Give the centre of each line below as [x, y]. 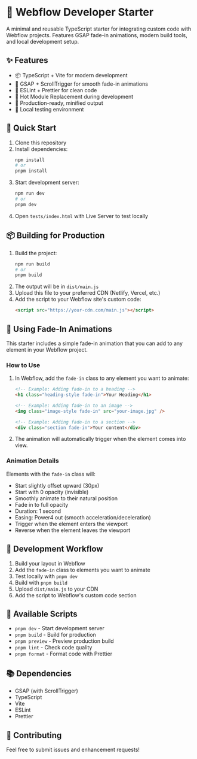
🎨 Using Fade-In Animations [59, 329]
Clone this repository [41, 143]
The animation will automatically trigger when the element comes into [100, 439]
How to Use [23, 365]
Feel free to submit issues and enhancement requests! [73, 750]
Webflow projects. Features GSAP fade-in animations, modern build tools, [97, 35]
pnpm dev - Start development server [59, 628]
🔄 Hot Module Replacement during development [74, 96]
